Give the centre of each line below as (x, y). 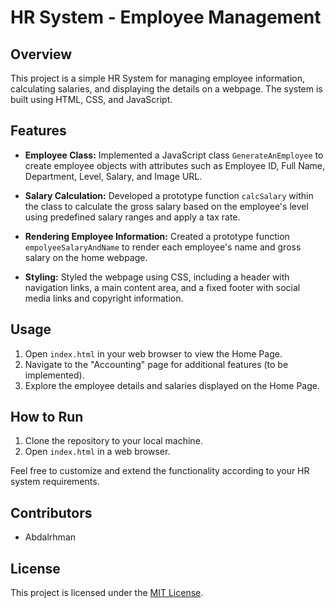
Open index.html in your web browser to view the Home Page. (153, 353)
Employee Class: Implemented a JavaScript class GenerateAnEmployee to (174, 155)
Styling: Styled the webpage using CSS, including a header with (157, 277)
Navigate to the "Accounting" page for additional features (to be (156, 364)
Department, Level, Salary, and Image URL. (113, 176)
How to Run (47, 417)
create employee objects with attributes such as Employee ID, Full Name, (175, 165)
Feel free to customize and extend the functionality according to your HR (160, 471)
